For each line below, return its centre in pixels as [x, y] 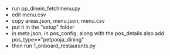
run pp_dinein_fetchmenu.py [46, 8]
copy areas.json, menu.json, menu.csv [58, 21]
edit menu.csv [29, 15]
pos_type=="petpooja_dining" [48, 39]
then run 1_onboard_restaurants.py [53, 46]
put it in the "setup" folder [43, 27]
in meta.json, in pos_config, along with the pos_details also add [88, 33]
